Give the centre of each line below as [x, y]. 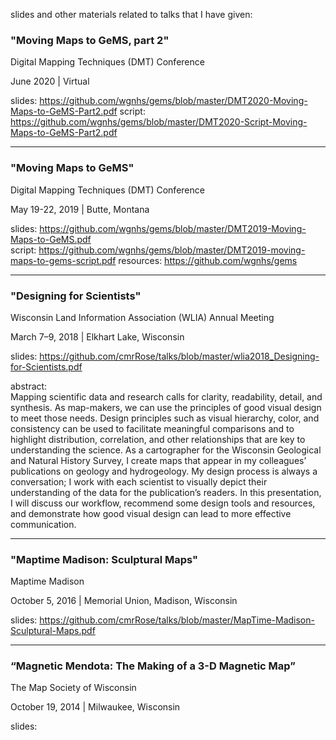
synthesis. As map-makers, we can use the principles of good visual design [166, 407]
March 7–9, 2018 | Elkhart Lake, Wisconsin [97, 336]
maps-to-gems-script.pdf [63, 260]
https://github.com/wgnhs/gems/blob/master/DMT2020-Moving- [173, 101]
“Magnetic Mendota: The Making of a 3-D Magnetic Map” [153, 666]
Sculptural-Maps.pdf [53, 631]
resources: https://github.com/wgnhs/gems [208, 260]
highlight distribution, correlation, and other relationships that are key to [158, 439]
